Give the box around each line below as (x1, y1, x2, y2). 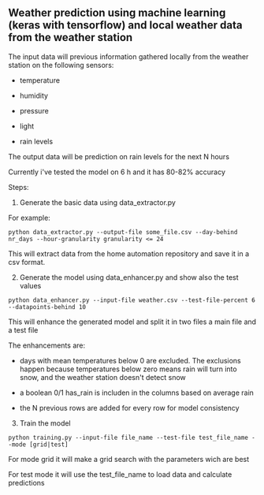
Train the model (19, 418, 71, 428)
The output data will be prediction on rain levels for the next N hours (8, 151, 230, 161)
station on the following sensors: (8, 60, 114, 69)
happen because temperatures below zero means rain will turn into (19, 364, 238, 374)
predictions (8, 478, 45, 487)
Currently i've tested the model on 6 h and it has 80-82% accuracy (8, 167, 226, 177)
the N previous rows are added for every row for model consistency (19, 403, 240, 412)
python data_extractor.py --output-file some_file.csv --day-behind (8, 228, 238, 236)
